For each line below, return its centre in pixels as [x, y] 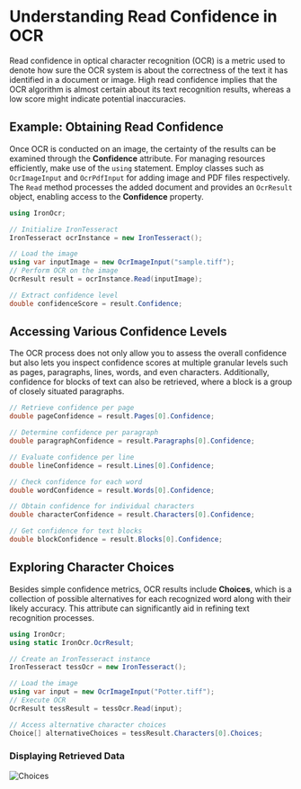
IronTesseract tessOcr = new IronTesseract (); [98, 668]
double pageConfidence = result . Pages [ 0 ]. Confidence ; [112, 417]
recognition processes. [52, 617]
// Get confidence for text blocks [76, 531]
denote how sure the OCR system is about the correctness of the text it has [149, 70]
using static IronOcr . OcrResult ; [72, 642]
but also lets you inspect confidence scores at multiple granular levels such [149, 363]
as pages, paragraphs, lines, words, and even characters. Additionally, [139, 372]
